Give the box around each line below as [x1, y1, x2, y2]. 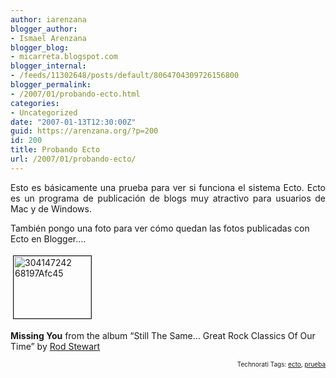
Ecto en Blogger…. [10, 232, 87, 245]
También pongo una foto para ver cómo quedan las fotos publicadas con [10, 222, 310, 234]
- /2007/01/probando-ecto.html [10, 89, 141, 99]
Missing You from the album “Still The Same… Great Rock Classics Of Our [10, 329, 316, 341]
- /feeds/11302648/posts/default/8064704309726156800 [10, 71, 240, 81]
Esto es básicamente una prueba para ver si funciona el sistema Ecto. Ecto [10, 181, 326, 193]
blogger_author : [10, 24, 78, 34]
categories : [10, 98, 60, 108]
